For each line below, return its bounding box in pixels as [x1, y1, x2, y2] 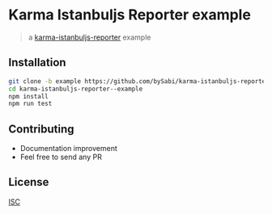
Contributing [8, 122, 74, 136]
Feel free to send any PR [19, 152, 103, 162]
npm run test [8, 99, 53, 108]
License [8, 175, 49, 189]
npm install [8, 92, 49, 100]
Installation [8, 56, 66, 69]
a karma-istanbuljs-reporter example [28, 32, 151, 42]
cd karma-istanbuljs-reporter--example [8, 85, 143, 93]
